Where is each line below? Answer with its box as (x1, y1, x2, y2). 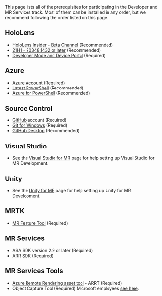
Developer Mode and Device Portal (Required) (12, 52, 106, 58)
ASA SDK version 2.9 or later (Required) (12, 247, 93, 253)
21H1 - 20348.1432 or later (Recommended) (12, 47, 101, 53)
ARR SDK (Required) (12, 253, 54, 259)
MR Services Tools (5, 267, 63, 275)
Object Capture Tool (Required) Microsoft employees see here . (12, 285, 139, 291)
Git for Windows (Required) (12, 122, 68, 128)
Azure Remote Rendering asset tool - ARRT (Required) (12, 280, 122, 286)
